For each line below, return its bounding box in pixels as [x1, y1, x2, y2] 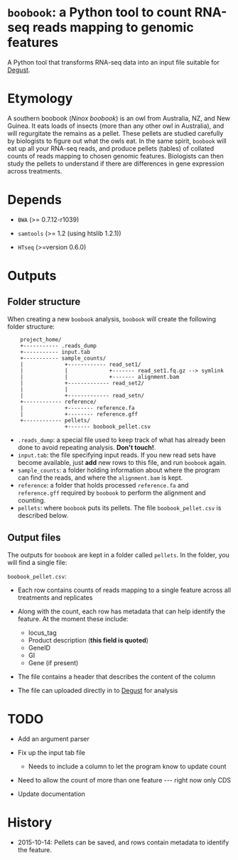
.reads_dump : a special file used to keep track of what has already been [17, 435, 226, 444]
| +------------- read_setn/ [20, 392, 144, 399]
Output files [7, 532, 62, 544]
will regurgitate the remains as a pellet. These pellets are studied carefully [7, 129, 224, 137]
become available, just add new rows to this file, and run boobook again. [17, 458, 227, 466]
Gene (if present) [28, 658, 79, 667]
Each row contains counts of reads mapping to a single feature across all [17, 586, 232, 594]
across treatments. [7, 166, 63, 175]
